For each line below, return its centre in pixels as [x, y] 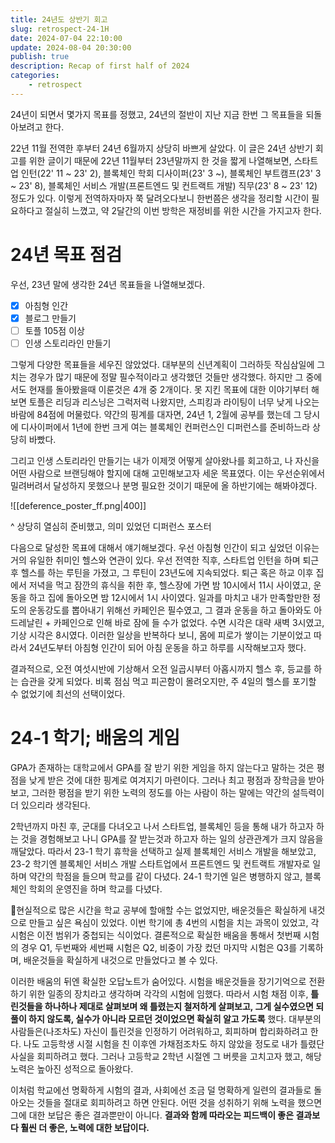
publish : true [40, 57]
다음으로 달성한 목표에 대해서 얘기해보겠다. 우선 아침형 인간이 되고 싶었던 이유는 [165, 547]
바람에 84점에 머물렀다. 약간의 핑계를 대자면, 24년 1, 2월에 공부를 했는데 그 [156, 414]
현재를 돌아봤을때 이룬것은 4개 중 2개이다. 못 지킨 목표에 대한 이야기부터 [169, 389]
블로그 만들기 [50, 318]
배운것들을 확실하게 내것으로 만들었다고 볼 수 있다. [120, 960]
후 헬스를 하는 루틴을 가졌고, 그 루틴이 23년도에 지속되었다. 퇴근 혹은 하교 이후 [162, 572]
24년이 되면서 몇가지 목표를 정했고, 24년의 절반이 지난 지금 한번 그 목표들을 [157, 114]
